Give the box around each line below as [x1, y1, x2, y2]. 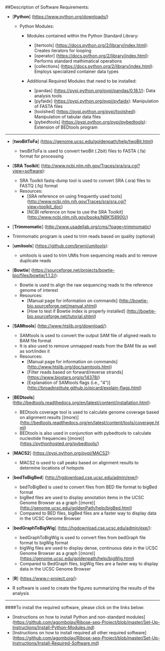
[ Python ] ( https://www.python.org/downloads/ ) [12, 14, 109, 19]
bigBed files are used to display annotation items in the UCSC [19, 495, 144, 500]
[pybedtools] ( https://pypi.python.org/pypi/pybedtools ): [34, 119, 147, 125]
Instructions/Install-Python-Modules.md [12, 624, 93, 630]
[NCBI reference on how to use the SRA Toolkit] [27, 209, 124, 215]
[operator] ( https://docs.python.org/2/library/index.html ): [34, 53, 149, 59]
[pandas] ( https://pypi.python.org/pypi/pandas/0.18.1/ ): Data [34, 88, 156, 93]
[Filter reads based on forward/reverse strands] [27, 369, 124, 375]
